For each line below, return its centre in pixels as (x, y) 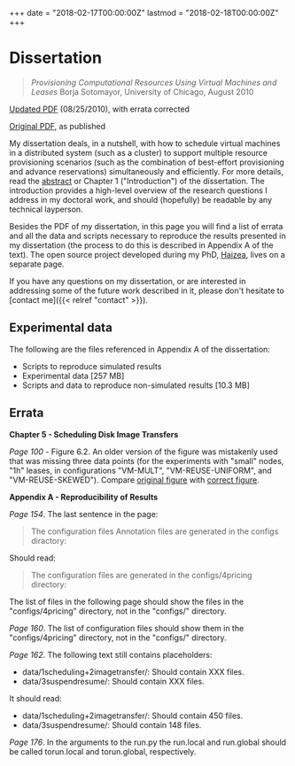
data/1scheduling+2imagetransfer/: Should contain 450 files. (132, 716)
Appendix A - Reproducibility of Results (84, 497)
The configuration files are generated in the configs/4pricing (141, 575)
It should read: (35, 698)
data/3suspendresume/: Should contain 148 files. (112, 724)
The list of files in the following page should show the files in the (127, 601)
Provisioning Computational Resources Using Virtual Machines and (154, 82)
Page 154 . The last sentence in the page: (84, 514)
